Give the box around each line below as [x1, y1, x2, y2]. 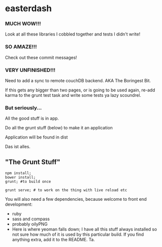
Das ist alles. [5, 144, 31, 150]
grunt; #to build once [5, 179, 51, 184]
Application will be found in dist [5, 134, 68, 140]
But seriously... [5, 105, 42, 111]
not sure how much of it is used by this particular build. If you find [12, 231, 144, 237]
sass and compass [12, 216, 50, 222]
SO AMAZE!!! [5, 43, 37, 50]
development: [5, 201, 33, 207]
